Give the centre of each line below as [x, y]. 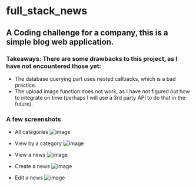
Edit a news [29, 178]
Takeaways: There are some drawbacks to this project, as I [92, 58]
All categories [31, 132]
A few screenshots [34, 119]
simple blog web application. [60, 42]
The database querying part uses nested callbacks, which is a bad [95, 78]
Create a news [32, 166]
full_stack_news [47, 11]
